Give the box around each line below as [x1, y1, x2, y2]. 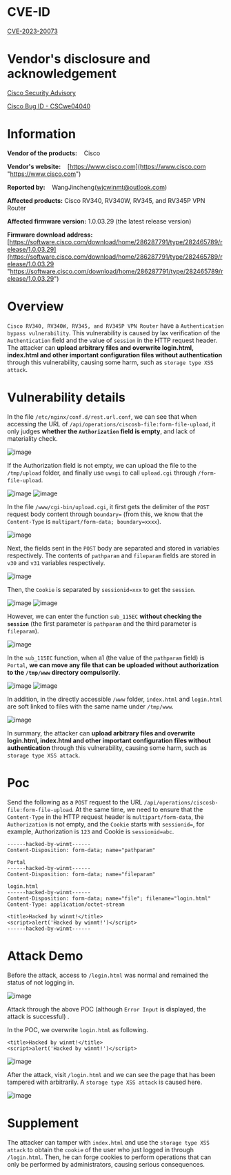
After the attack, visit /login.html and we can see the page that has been [7, 1070, 216, 1078]
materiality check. [7, 434, 58, 442]
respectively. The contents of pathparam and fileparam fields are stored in [7, 551, 217, 560]
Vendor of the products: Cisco [7, 149, 101, 157]
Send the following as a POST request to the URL [7, 798, 143, 806]
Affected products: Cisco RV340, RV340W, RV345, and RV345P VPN [7, 196, 205, 204]
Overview [7, 299, 64, 314]
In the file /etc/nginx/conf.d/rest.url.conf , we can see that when [7, 412, 197, 421]
